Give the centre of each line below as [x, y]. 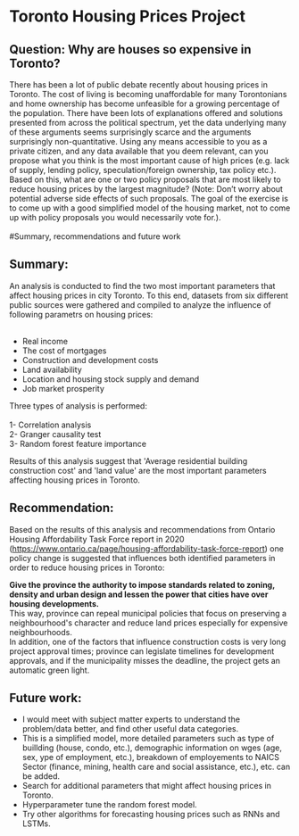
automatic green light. [50, 670]
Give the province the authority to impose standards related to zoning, [142, 584]
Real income [45, 341]
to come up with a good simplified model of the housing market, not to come [150, 208]
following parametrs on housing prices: [81, 314]
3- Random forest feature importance [78, 443]
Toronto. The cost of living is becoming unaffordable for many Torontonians [148, 94]
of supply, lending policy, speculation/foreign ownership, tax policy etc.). [143, 170]
